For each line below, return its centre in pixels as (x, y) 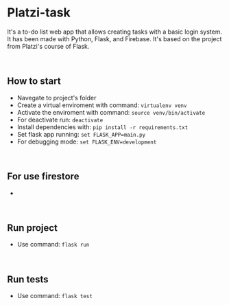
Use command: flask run (53, 245)
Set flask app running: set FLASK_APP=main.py (81, 134)
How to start (34, 81)
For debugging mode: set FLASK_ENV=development (87, 142)
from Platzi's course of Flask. (48, 46)
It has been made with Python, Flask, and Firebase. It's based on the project (114, 38)
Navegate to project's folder (57, 98)
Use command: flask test (55, 296)
